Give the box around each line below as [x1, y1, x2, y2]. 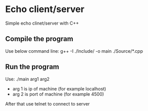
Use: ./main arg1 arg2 [5, 76, 50, 82]
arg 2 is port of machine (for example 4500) [12, 91, 105, 97]
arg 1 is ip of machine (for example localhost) [12, 85, 107, 91]
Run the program [5, 63, 60, 71]
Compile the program [5, 35, 74, 43]
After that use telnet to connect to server [5, 100, 90, 106]
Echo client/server [5, 4, 85, 15]
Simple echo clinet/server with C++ [5, 20, 79, 26]
